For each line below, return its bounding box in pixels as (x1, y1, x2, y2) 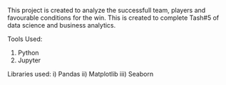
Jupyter (17, 56, 41, 64)
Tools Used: (7, 35, 43, 43)
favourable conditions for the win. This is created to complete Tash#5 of (7, 13, 220, 22)
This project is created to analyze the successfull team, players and (7, 6, 206, 14)
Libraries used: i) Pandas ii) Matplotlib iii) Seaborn (7, 70, 154, 78)
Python (17, 49, 39, 57)
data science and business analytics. (7, 21, 116, 29)
